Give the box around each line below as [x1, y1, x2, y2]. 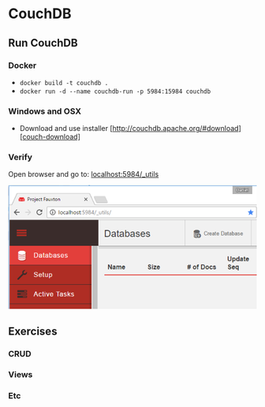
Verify [8, 151, 33, 162]
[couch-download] [19, 132, 81, 142]
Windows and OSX [8, 106, 81, 117]
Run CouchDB [8, 36, 78, 50]
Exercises [8, 324, 58, 338]
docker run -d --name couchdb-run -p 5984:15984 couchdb [19, 88, 211, 95]
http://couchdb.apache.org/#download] [112, 124, 242, 133]
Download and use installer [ [19, 124, 113, 133]
